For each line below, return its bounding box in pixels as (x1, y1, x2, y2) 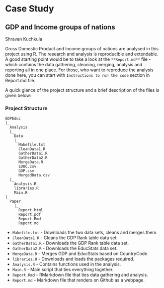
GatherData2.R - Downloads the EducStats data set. (12, 245, 118, 252)
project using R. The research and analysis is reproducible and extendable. (5, 51, 159, 57)
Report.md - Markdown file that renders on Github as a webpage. (12, 277, 145, 283)
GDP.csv (18, 168, 35, 173)
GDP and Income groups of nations (5, 23, 115, 31)
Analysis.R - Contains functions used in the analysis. (12, 261, 121, 267)
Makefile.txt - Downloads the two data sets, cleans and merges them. (12, 230, 158, 236)
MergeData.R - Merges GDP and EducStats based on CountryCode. (12, 251, 149, 257)
